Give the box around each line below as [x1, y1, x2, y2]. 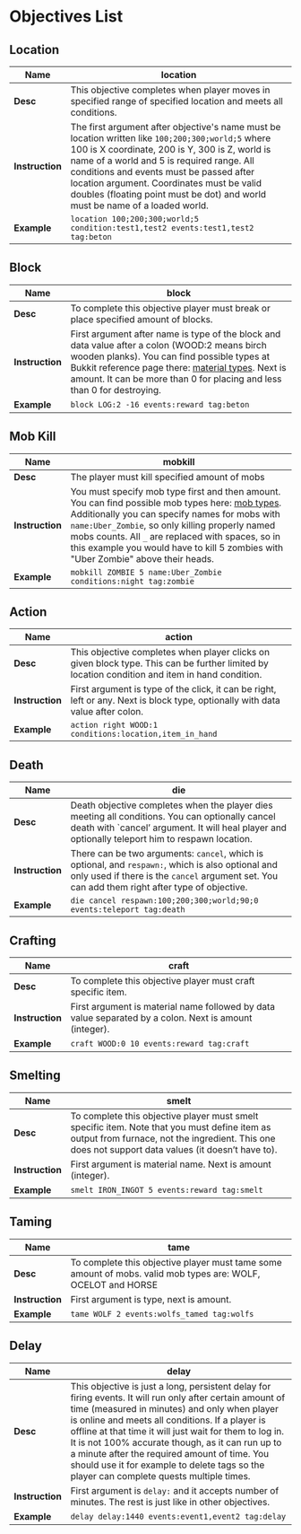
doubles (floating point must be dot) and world [70, 188, 267, 200]
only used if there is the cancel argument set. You [70, 870, 279, 882]
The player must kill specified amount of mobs [70, 470, 265, 483]
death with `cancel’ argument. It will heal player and [70, 821, 287, 834]
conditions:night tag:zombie [70, 576, 195, 586]
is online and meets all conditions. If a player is [70, 1414, 266, 1426]
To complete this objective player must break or [70, 302, 271, 314]
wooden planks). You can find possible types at [70, 350, 271, 363]
